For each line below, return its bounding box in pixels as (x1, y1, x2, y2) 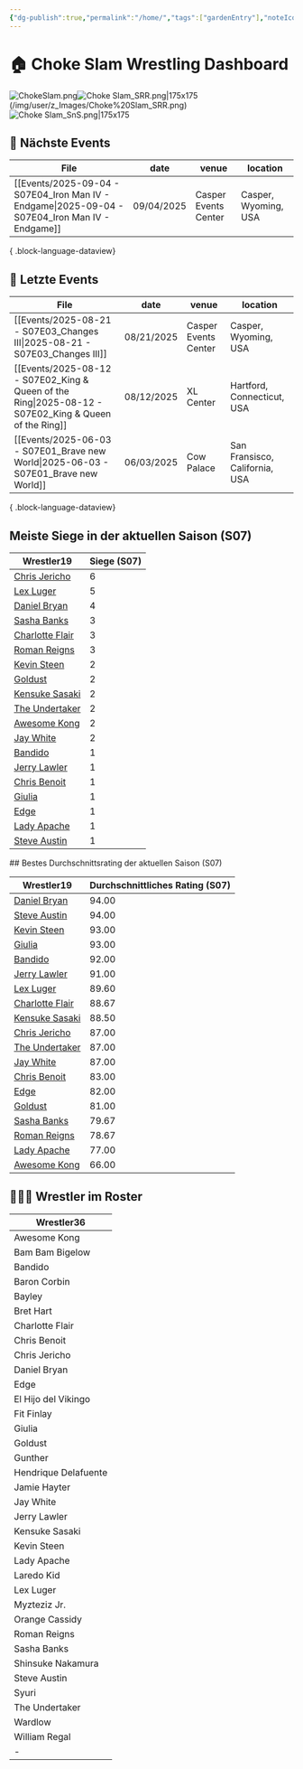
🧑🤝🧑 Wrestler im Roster (9, 1189, 142, 1204)
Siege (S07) (89, 555, 142, 567)
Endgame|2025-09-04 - (14, 200, 124, 212)
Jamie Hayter (14, 1481, 70, 1493)
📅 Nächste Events (9, 135, 111, 150)
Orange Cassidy (14, 1613, 83, 1625)
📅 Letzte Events (9, 272, 99, 287)
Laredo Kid (14, 1568, 60, 1581)
